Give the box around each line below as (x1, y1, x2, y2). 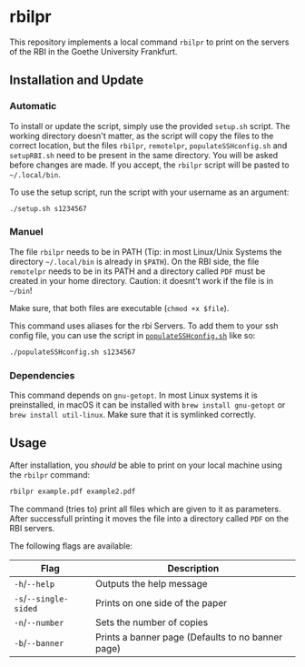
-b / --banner (14, 636, 64, 649)
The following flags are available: (9, 540, 133, 551)
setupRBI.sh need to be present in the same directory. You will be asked (9, 149, 279, 160)
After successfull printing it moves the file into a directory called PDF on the (9, 512, 289, 524)
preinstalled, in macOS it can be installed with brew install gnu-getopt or (9, 399, 286, 410)
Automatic (9, 100, 57, 113)
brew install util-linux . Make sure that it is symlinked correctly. (9, 409, 257, 419)
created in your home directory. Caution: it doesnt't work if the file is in (9, 275, 274, 286)
